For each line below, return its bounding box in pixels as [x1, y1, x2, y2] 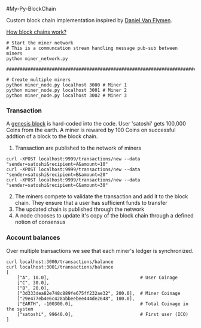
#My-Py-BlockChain [6, 5, 56, 12]
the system [6, 306, 33, 312]
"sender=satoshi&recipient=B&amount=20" [6, 172, 109, 178]
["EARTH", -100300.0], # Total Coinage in [17, 300, 188, 307]
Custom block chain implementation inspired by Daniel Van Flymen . [6, 17, 172, 23]
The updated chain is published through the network [14, 205, 145, 213]
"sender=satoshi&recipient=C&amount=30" [6, 183, 109, 189]
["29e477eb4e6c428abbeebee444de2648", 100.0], [17, 296, 135, 302]
